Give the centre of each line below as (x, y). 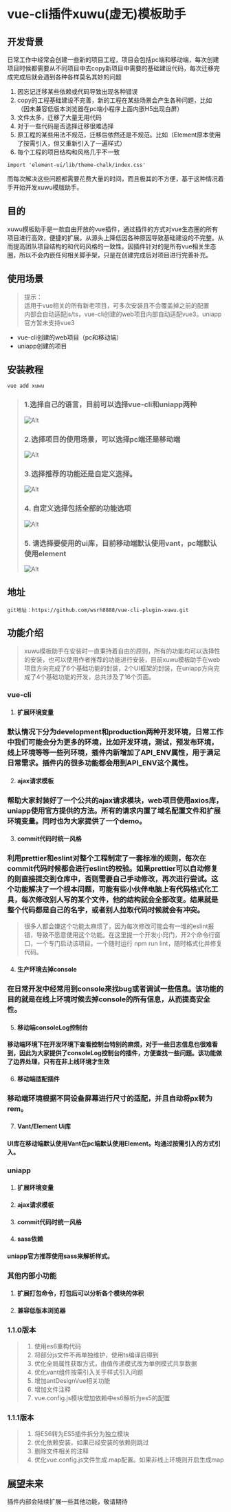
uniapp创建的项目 (42, 346)
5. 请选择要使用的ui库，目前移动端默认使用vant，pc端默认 (121, 543)
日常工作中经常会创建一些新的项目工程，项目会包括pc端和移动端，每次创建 (113, 60)
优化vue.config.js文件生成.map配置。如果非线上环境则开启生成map (129, 1460)
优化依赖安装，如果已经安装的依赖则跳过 (91, 1442)
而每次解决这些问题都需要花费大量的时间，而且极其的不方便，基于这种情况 (112, 179)
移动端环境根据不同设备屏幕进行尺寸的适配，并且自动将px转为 (110, 1098)
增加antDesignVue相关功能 (72, 1381)
